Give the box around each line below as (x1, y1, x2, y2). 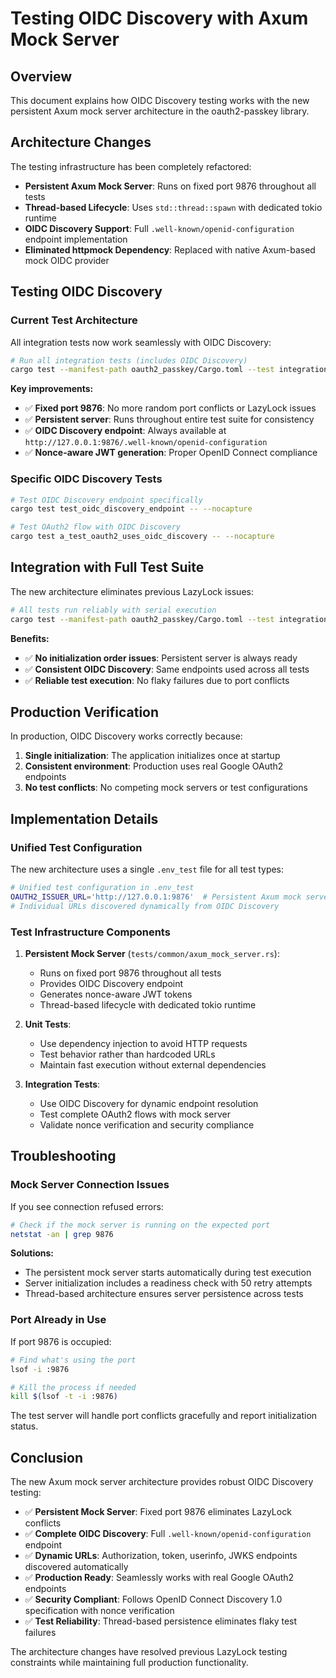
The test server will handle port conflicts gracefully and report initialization (10, 1410, 318, 1422)
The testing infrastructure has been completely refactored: (10, 160, 252, 172)
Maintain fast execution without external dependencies (39, 1059, 267, 1071)
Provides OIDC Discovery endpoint (39, 978, 184, 990)
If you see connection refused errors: (10, 1200, 164, 1212)
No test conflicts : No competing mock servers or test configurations (24, 782, 308, 794)
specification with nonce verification (24, 1605, 175, 1617)
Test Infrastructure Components (10, 925, 171, 939)
